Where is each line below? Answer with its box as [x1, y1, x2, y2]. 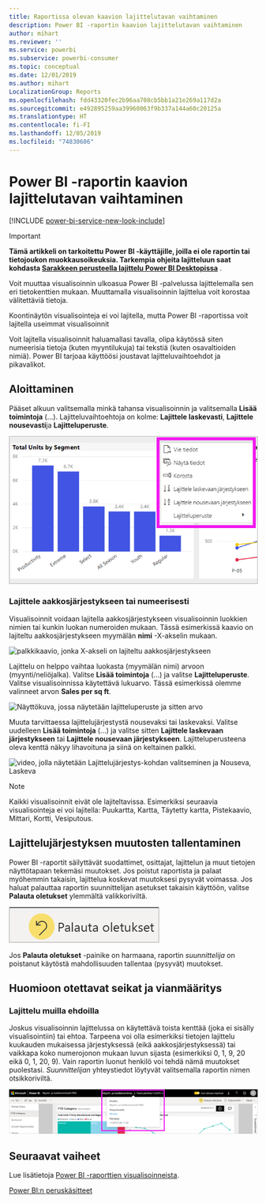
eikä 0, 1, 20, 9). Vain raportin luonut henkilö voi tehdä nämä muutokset [9, 1057, 240, 1066]
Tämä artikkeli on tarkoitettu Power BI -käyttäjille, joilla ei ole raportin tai [9, 246, 251, 256]
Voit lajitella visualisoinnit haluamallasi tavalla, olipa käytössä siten [9, 334, 223, 344]
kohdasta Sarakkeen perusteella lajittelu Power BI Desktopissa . [9, 263, 223, 273]
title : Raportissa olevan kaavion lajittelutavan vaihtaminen [9, 13, 218, 21]
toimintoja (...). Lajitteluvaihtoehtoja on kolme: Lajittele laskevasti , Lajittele [9, 412, 253, 421]
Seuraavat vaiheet [9, 1149, 101, 1163]
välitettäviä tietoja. [9, 295, 69, 304]
